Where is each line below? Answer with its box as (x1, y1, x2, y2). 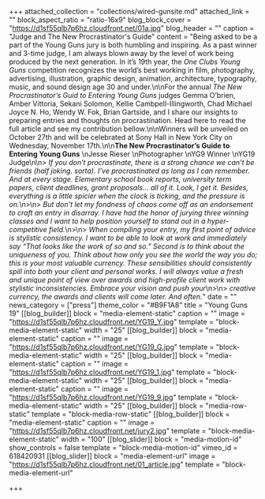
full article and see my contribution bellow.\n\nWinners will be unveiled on (9, 124, 248, 133)
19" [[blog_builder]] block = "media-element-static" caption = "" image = (9, 309, 246, 318)
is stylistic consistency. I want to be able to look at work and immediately (9, 233, 248, 242)
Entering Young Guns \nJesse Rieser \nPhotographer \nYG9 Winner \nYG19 (9, 149, 256, 159)
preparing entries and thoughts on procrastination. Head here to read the (9, 116, 247, 125)
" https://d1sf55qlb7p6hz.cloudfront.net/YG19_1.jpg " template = (9, 367, 212, 377)
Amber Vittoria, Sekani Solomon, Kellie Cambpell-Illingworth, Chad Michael (9, 99, 252, 108)
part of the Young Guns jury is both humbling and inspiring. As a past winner (9, 40, 258, 50)
